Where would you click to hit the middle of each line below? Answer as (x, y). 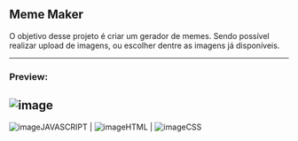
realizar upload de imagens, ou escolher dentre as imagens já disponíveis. (145, 45)
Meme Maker (47, 15)
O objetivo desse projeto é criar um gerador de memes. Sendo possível (139, 35)
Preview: (29, 76)
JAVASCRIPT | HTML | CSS (121, 127)
